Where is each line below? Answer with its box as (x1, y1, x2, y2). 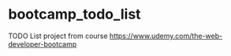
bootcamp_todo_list (8, 5, 141, 23)
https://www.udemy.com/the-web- (109, 31, 223, 40)
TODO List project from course (8, 31, 108, 40)
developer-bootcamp (8, 39, 77, 48)
